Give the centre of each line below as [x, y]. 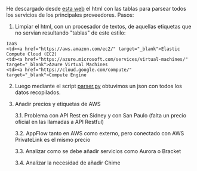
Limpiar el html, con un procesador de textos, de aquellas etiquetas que [103, 27]
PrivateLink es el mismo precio [53, 140]
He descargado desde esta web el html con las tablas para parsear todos [96, 9]
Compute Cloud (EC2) [32, 54]
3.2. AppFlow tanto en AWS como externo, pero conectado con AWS [99, 133]
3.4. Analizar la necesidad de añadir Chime [67, 163]
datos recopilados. [38, 92]
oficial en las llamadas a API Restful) [59, 122]
